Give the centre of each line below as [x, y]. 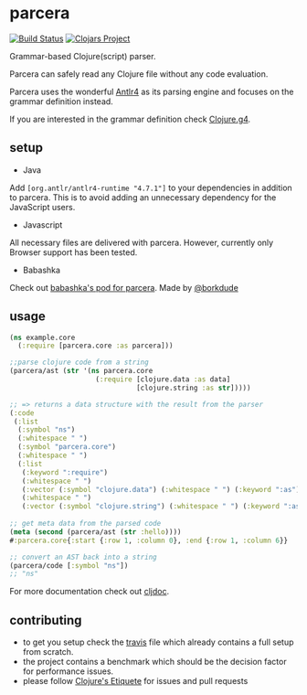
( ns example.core [42, 337]
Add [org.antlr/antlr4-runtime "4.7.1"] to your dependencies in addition [151, 187]
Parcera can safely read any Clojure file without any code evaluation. [139, 74]
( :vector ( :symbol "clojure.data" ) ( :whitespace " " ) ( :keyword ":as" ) [161, 489]
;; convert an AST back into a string [83, 557]
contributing [46, 620]
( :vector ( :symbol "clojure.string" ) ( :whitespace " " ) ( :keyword [151, 507]
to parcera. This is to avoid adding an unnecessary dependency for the [143, 197]
